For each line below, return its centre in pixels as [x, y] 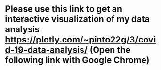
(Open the [110, 50]
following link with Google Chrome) [77, 60]
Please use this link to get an [64, 9]
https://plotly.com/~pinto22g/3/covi [80, 40]
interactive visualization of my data [78, 19]
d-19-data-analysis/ [47, 50]
